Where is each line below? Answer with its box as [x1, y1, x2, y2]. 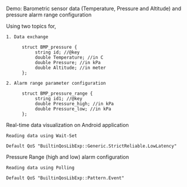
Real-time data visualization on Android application [6, 122, 129, 128]
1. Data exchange [6, 34, 49, 40]
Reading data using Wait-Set [6, 133, 77, 139]
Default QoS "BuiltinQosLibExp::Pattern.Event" [6, 175, 125, 181]
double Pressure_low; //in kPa [35, 106, 111, 112]
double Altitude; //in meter [35, 65, 107, 71]
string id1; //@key [35, 96, 83, 102]
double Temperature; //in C [35, 55, 104, 61]
